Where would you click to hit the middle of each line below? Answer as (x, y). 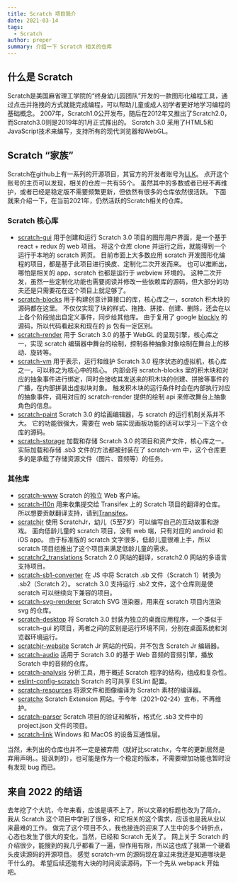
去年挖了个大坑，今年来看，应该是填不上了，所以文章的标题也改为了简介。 (116, 810)
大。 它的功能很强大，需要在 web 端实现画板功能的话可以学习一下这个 (119, 423)
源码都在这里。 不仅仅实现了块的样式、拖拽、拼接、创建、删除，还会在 (121, 308)
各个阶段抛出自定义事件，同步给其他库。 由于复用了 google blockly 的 (126, 317)
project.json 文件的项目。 (55, 726)
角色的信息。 (36, 405)
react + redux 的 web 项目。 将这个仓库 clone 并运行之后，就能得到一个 (122, 246)
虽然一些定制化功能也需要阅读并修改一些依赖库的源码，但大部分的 (126, 281)
